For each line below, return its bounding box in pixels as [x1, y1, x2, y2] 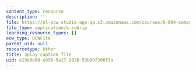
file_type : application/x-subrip [6, 24, 87, 31]
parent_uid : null [6, 41, 48, 47]
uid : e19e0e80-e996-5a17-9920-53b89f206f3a [6, 57, 114, 63]
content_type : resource [6, 8, 64, 15]
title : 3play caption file [6, 52, 72, 57]
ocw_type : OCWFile [6, 35, 51, 41]
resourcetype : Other [6, 46, 57, 52]
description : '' [6, 14, 45, 20]
